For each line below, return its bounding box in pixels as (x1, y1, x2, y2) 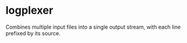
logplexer (5, 4, 54, 17)
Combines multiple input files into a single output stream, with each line (5, 23, 181, 30)
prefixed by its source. (5, 29, 61, 36)
